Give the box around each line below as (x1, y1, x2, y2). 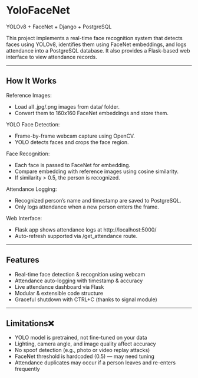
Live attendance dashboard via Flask (14, 283, 104, 290)
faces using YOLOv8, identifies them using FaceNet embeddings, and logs (6, 41, 187, 48)
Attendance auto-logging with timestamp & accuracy (14, 277, 143, 284)
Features (6, 255, 39, 265)
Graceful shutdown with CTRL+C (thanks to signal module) (14, 296, 157, 303)
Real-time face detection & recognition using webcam (14, 271, 146, 278)
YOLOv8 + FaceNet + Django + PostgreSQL (6, 23, 112, 30)
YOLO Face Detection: (6, 120, 60, 128)
